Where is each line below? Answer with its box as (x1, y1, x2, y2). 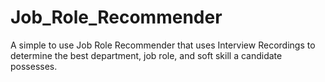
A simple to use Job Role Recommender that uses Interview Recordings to (10, 39, 316, 51)
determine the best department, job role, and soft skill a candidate (10, 49, 283, 61)
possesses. (10, 60, 58, 72)
